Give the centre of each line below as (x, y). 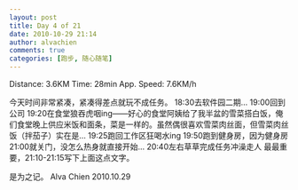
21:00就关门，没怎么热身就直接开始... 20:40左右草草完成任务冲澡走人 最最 (145, 146)
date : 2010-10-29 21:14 (53, 34)
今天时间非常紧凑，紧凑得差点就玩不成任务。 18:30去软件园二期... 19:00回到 (147, 102)
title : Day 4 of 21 (45, 26)
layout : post (33, 17)
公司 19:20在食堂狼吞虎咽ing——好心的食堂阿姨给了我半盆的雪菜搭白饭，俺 (146, 113)
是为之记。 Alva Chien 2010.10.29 (70, 177)
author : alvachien (43, 42)
